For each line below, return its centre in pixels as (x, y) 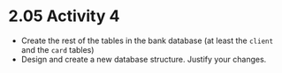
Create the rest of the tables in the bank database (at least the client (147, 40)
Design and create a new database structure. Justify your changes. (144, 59)
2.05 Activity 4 (64, 16)
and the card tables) (57, 49)
